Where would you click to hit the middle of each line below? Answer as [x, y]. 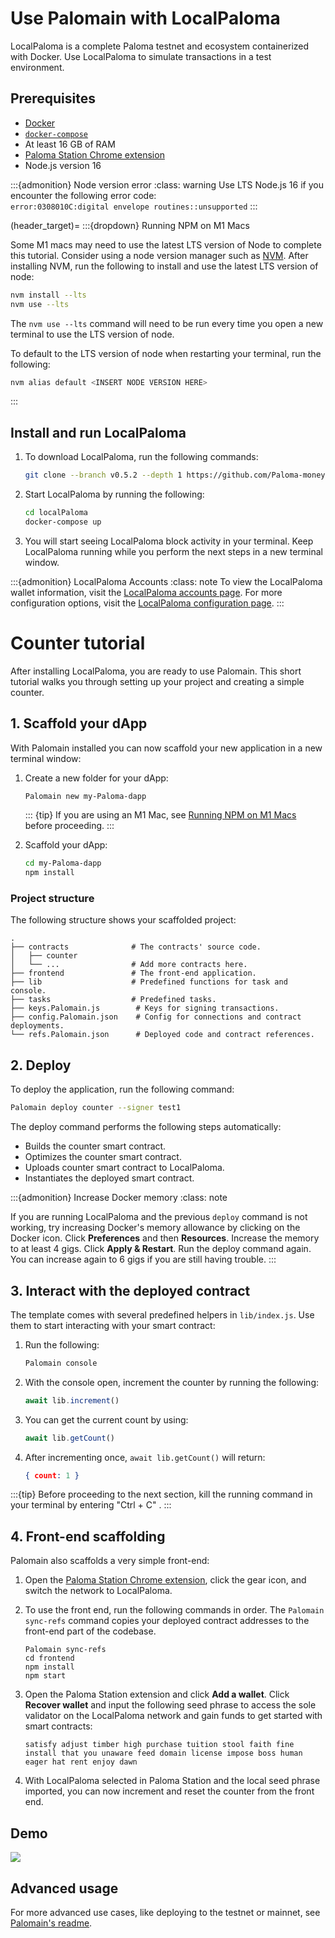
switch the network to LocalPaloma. [98, 1591]
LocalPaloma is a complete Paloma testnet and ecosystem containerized [160, 46]
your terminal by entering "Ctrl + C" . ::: [91, 1505]
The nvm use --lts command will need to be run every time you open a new [167, 323]
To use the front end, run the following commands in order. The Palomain [174, 1610]
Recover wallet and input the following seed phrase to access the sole [170, 1705]
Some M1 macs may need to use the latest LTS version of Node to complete [166, 244]
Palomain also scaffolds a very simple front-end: [110, 1561]
